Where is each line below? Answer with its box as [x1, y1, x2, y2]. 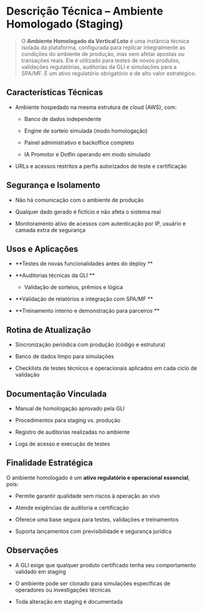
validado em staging [15, 568, 66, 575]
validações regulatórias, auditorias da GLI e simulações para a [21, 63, 177, 71]
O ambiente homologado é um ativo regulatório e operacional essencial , [6, 473, 190, 481]
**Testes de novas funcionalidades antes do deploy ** [15, 260, 153, 267]
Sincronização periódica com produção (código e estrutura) [15, 341, 166, 348]
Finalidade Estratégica [6, 458, 93, 468]
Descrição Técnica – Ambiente [6, 4, 163, 18]
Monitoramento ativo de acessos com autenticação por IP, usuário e [15, 220, 187, 227]
